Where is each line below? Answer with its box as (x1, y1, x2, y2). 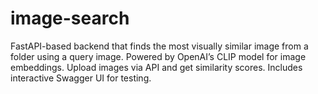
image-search (10, 7, 130, 30)
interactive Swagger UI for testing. (10, 72, 152, 84)
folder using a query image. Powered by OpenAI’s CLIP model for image (10, 50, 307, 62)
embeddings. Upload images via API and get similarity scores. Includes (10, 61, 303, 73)
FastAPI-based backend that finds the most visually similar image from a (10, 40, 309, 52)
